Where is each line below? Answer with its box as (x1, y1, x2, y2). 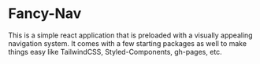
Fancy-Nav (8, 5, 82, 23)
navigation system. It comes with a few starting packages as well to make (8, 38, 247, 48)
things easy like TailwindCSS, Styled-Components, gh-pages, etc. (8, 47, 222, 56)
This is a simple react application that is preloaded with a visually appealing (8, 30, 254, 40)
